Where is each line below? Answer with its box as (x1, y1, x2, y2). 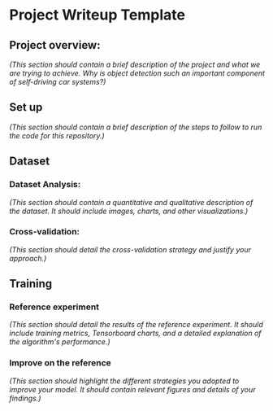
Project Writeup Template (9, 6, 186, 24)
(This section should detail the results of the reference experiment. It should (9, 320, 263, 330)
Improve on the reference (9, 357, 112, 369)
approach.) (9, 253, 47, 263)
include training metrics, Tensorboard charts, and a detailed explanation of (9, 328, 262, 339)
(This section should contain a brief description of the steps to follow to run (9, 122, 262, 132)
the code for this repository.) (9, 130, 105, 140)
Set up (9, 100, 43, 115)
